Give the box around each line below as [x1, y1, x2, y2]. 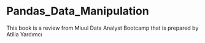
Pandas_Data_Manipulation [6, 4, 149, 18]
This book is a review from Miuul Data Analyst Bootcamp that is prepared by [6, 24, 199, 31]
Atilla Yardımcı [6, 30, 42, 38]
